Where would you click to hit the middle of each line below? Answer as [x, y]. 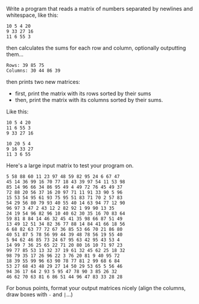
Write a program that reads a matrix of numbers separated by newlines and [99, 9]
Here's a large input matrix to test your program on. [70, 166]
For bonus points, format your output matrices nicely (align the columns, [96, 288]
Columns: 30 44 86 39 [33, 71]
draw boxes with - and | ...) [40, 294]
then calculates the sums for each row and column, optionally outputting [96, 48]
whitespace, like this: [32, 15]
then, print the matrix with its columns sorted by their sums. [89, 100]
